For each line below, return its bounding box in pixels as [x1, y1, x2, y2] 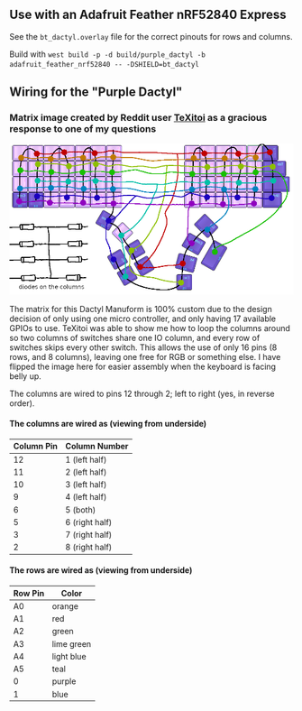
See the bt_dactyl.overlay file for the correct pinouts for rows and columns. [9, 31, 293, 42]
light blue [51, 651, 87, 661]
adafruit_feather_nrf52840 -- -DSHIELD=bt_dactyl [9, 60, 200, 69]
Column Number [65, 441, 129, 452]
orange [51, 600, 79, 612]
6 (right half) [65, 516, 113, 527]
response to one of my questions [9, 123, 157, 135]
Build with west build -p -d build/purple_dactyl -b [9, 49, 206, 60]
